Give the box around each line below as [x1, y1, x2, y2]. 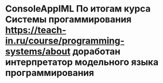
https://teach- [5, 25, 67, 36]
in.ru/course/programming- [5, 35, 125, 47]
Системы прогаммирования [5, 14, 132, 25]
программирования [5, 67, 95, 78]
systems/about [5, 46, 71, 57]
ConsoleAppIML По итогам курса [5, 3, 151, 15]
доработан [72, 46, 120, 57]
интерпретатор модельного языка [5, 56, 158, 68]
